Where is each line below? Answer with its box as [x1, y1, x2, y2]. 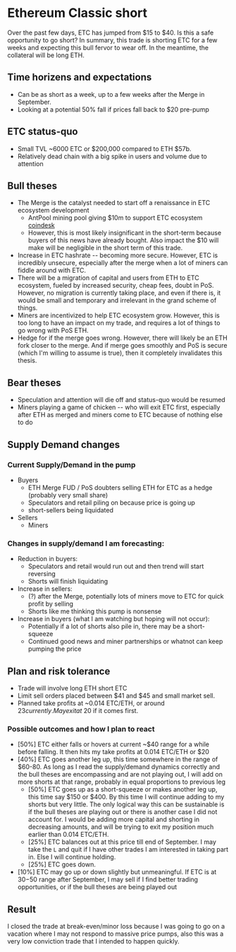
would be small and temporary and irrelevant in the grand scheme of [17, 296, 217, 305]
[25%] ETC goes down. [27, 860, 97, 869]
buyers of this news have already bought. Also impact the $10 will [27, 236, 219, 245]
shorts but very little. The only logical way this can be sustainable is [27, 800, 225, 809]
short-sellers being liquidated [27, 505, 114, 514]
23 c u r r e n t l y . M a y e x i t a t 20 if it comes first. [17, 706, 139, 715]
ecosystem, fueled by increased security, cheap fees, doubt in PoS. [17, 281, 214, 290]
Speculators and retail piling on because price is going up [27, 498, 196, 507]
